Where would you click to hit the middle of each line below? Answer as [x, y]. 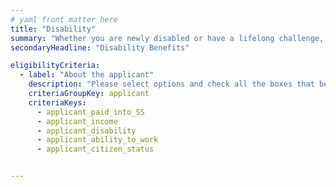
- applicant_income [77, 121]
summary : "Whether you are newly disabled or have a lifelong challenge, [167, 38]
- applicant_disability [86, 131]
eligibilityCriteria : [55, 66]
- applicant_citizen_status [95, 149]
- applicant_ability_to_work [97, 140]
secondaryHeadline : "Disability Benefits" [100, 47]
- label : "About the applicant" [87, 75]
